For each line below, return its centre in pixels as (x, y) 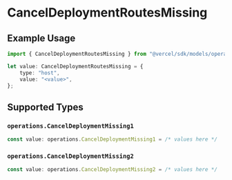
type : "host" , (40, 73)
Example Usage (41, 38)
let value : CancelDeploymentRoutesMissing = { (75, 66)
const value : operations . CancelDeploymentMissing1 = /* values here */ (112, 139)
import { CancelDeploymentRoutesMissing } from (77, 54)
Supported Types (46, 107)
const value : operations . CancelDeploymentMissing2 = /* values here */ (112, 170)
